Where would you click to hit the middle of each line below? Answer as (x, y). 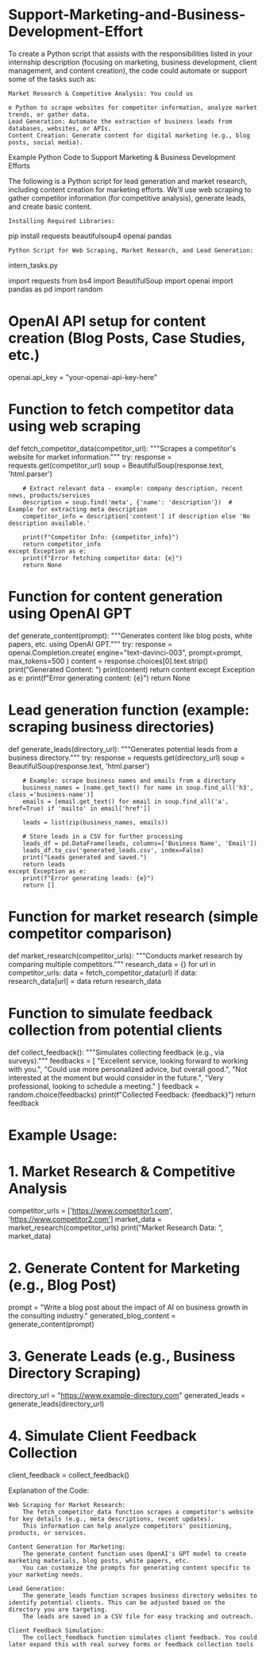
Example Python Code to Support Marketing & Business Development (122, 157)
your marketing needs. (46, 1575)
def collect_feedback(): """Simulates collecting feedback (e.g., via (116, 1052)
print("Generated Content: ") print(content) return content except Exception (132, 669)
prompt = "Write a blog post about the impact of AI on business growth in (128, 1307)
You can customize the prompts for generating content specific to (136, 1568)
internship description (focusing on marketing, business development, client (133, 62)
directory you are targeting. (58, 1609)
